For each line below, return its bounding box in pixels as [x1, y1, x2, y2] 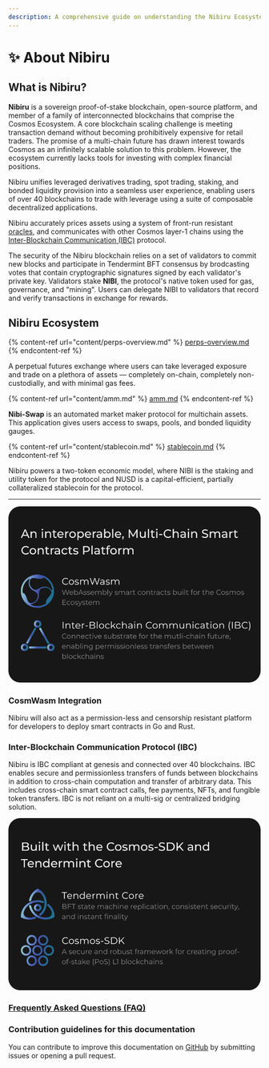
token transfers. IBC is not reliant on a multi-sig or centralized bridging [8, 793, 240, 804]
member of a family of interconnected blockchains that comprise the [8, 110, 235, 120]
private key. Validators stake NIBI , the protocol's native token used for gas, [8, 276, 255, 286]
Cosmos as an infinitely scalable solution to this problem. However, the [8, 144, 242, 154]
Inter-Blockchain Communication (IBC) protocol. [8, 235, 167, 244]
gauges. [8, 427, 35, 436]
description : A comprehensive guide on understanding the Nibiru [8, 13, 231, 21]
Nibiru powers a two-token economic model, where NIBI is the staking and [8, 466, 254, 476]
